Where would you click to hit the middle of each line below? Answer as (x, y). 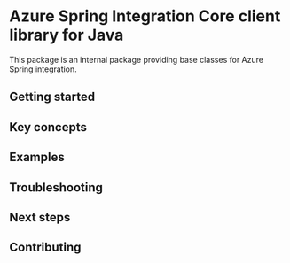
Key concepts (48, 127)
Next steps (40, 217)
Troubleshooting (56, 187)
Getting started (52, 97)
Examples (37, 157)
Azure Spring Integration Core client (145, 16)
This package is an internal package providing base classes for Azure (137, 59)
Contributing (45, 248)
